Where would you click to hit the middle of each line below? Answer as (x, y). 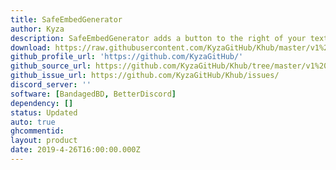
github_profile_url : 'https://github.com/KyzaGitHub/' (127, 57)
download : (31, 47)
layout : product (44, 141)
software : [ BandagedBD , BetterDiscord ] (93, 94)
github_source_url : (51, 66)
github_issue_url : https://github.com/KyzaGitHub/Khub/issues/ (145, 76)
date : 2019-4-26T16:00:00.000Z (75, 150)
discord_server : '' (51, 85)
